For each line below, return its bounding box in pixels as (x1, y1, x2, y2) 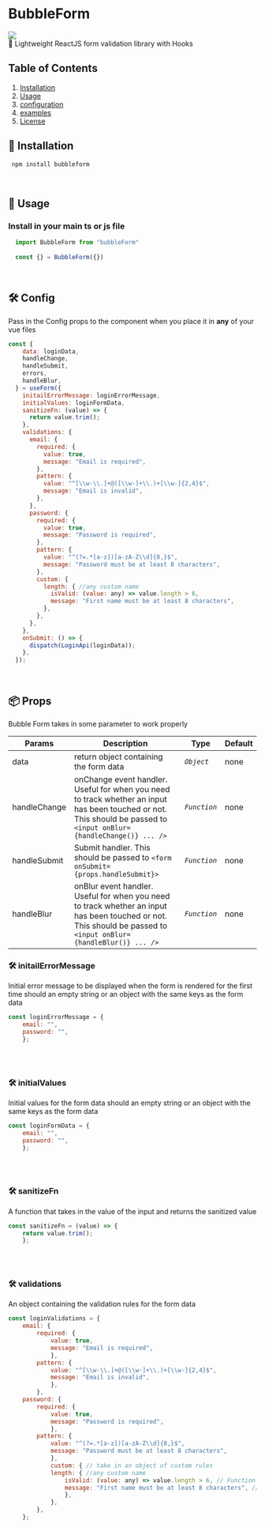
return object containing (73, 752, 163, 762)
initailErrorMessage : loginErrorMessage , (22, 391, 160, 399)
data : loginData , (22, 347, 80, 356)
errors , (22, 369, 47, 378)
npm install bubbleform (11, 160, 90, 168)
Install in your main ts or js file (8, 221, 125, 232)
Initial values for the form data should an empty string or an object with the (8, 1098, 251, 1107)
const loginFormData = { (8, 1122, 90, 1130)
